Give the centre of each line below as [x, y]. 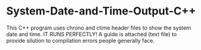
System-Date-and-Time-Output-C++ [101, 11]
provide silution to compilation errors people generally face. [81, 40]
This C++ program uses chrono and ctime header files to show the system [99, 28]
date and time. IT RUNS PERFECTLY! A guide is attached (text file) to [91, 34]
